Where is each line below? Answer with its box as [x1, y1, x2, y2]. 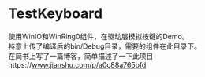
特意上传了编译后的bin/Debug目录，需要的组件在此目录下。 [8, 41, 201, 51]
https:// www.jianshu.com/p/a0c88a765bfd [8, 60, 147, 69]
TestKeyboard [8, 5, 103, 23]
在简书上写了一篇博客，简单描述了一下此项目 [8, 51, 154, 60]
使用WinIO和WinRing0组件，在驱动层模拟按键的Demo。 [8, 31, 189, 41]
